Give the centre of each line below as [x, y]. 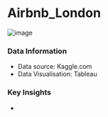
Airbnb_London [54, 13]
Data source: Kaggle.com [55, 67]
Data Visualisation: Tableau [57, 74]
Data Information [37, 51]
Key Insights [29, 92]
